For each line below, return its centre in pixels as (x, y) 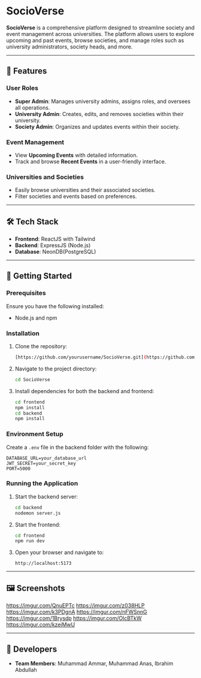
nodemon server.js (38, 513)
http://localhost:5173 (43, 564)
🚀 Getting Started (39, 276)
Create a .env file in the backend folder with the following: (77, 447)
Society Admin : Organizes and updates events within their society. (98, 126)
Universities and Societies (45, 177)
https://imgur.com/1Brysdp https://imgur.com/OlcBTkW (74, 618)
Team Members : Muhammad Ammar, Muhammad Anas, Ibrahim (94, 663)
